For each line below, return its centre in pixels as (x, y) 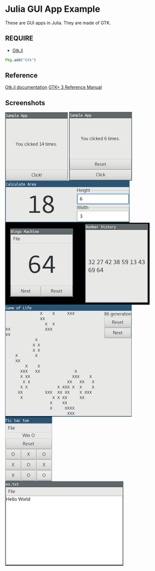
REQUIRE (19, 38)
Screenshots (25, 103)
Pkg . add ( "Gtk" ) (21, 60)
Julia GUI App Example (53, 9)
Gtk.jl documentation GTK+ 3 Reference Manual (54, 87)
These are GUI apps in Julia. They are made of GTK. (58, 23)
